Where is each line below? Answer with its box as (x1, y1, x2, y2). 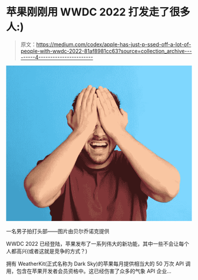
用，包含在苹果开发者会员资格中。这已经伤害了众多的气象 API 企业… (6, 268, 172, 275)
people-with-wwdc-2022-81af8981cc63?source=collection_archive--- (20, 47, 192, 54)
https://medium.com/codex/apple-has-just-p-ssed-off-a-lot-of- (36, 41, 192, 48)
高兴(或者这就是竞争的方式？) (16, 248, 88, 255)
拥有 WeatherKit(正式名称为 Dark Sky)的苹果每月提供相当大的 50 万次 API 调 (6, 261, 191, 268)
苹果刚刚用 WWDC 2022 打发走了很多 (6, 5, 190, 19)
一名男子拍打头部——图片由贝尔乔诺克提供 (6, 228, 110, 235)
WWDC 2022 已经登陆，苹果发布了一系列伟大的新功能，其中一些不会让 (6, 240, 179, 248)
